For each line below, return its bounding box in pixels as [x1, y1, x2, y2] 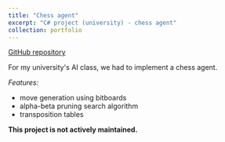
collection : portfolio [8, 26, 82, 34]
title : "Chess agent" [8, 11, 79, 20]
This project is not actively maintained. [8, 125, 138, 134]
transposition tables [19, 110, 84, 119]
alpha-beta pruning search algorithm [19, 101, 139, 111]
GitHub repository [8, 48, 66, 57]
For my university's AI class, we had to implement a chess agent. [8, 63, 218, 72]
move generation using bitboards [19, 93, 127, 103]
